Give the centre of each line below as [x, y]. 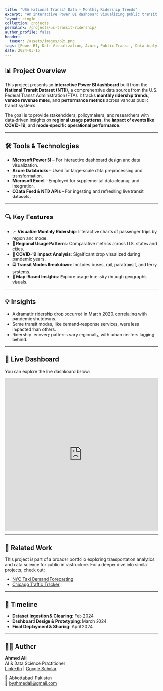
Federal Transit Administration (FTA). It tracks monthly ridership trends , [77, 95]
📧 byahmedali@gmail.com [31, 683]
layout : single [20, 19]
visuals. [20, 282]
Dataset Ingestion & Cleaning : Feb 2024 [53, 616]
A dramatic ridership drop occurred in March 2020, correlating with [79, 314]
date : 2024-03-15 [23, 50]
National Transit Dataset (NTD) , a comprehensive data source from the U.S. [81, 90]
